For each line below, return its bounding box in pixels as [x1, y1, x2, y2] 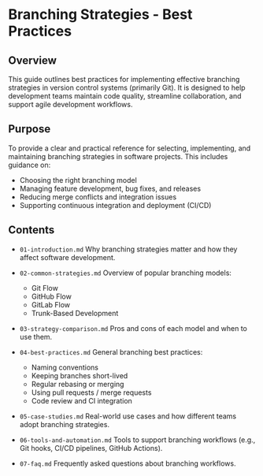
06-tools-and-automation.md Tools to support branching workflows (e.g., [19, 435, 256, 444]
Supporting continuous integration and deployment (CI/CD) [19, 200, 212, 210]
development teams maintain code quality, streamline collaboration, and [8, 91, 242, 100]
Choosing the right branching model [19, 175, 138, 184]
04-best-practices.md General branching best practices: [19, 347, 203, 356]
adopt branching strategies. [19, 419, 110, 429]
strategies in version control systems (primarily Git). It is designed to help [8, 83, 246, 92]
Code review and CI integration [31, 396, 132, 405]
